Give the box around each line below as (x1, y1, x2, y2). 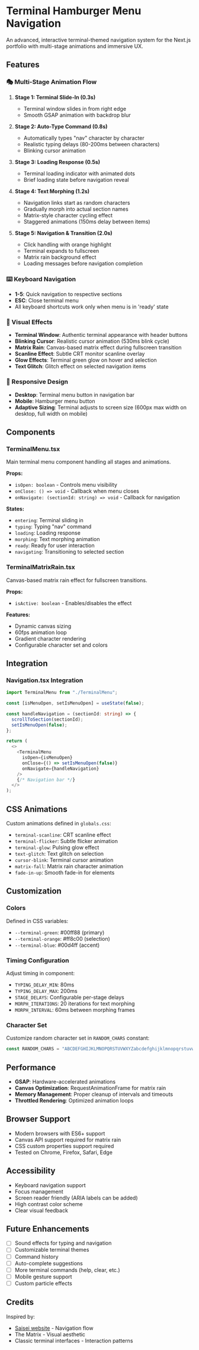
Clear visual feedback (14, 1207, 68, 1214)
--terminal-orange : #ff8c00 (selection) (14, 935, 111, 942)
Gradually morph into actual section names (23, 205, 129, 213)
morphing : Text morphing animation (14, 536, 100, 543)
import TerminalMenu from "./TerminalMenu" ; (6, 690, 118, 696)
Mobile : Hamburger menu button (14, 397, 95, 404)
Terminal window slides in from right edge (23, 105, 126, 112)
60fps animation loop (14, 629, 67, 636)
